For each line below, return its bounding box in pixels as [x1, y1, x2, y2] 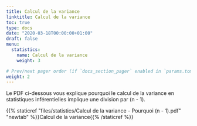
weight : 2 [6, 74, 30, 80]
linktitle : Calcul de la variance [6, 14, 91, 20]
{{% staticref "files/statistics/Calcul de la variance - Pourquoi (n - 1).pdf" [6, 107, 182, 114]
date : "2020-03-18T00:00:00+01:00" [6, 30, 93, 36]
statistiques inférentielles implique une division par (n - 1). [6, 96, 145, 103]
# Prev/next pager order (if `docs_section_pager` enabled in [6, 68, 161, 74]
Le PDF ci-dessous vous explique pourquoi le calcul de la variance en [6, 90, 175, 97]
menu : [6, 42, 19, 47]
